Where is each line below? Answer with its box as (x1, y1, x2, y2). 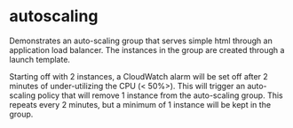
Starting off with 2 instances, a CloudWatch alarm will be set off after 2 (9, 71, 268, 81)
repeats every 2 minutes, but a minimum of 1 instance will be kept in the (9, 99, 272, 109)
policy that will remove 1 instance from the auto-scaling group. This (36, 90, 283, 101)
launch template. (9, 54, 71, 64)
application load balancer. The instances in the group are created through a (9, 44, 285, 55)
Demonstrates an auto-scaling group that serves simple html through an (9, 35, 273, 46)
